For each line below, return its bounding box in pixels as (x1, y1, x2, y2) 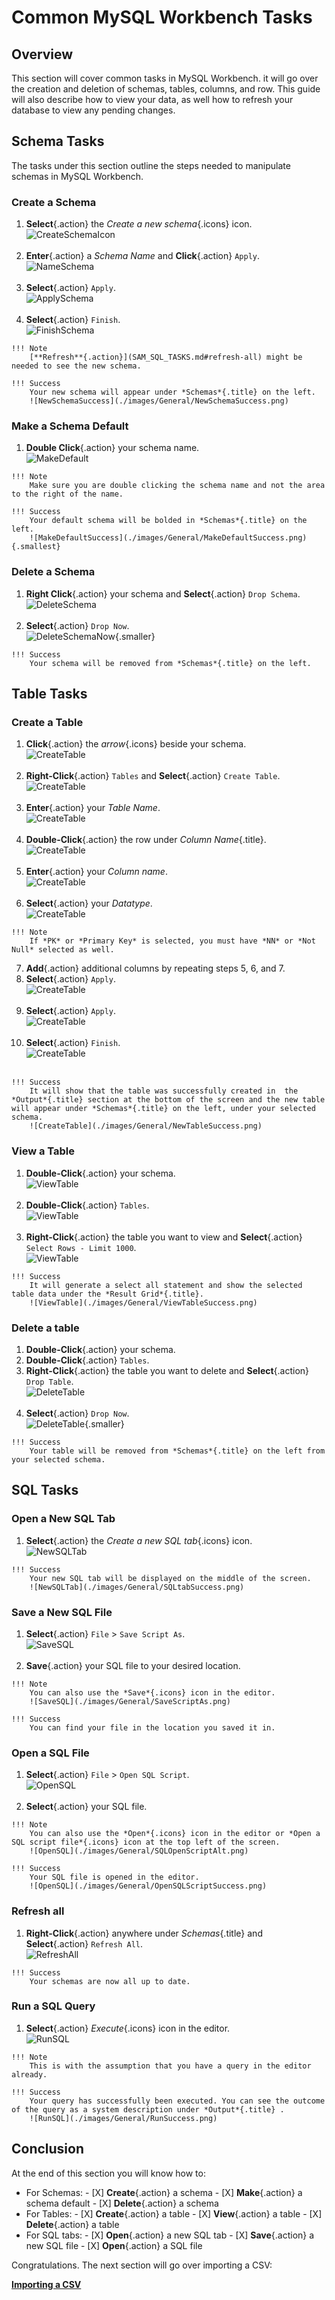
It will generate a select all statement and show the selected (29, 1280, 303, 1290)
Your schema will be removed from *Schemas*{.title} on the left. (29, 658, 312, 668)
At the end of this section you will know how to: (11, 2167, 206, 2179)
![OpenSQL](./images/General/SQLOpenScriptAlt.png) (29, 1846, 249, 1856)
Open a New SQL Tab (11, 1512, 116, 1526)
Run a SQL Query (11, 1999, 96, 2013)
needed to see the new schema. (11, 361, 142, 371)
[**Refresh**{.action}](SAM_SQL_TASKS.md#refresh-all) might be (29, 352, 303, 363)
